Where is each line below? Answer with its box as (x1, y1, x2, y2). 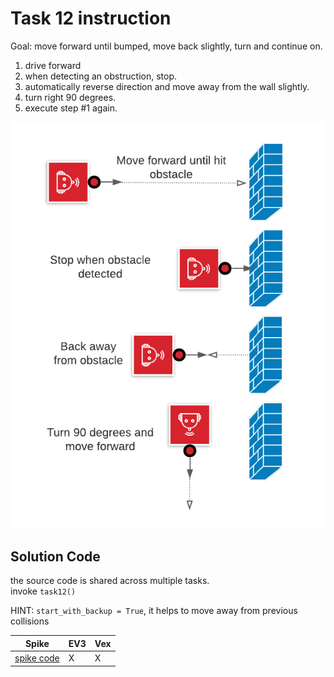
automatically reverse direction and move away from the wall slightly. (24, 80, 310, 92)
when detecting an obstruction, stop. (24, 70, 178, 82)
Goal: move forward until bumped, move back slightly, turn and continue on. (10, 40, 323, 52)
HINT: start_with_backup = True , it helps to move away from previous (10, 605, 298, 617)
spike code (14, 652, 60, 664)
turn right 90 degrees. (24, 91, 117, 103)
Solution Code (10, 548, 101, 565)
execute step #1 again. (24, 102, 118, 114)
